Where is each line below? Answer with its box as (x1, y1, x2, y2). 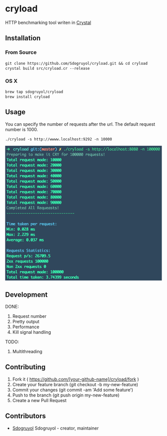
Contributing (5, 363, 46, 372)
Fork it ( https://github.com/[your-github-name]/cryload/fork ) (12, 376, 139, 382)
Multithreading (12, 348, 43, 354)
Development (5, 290, 48, 299)
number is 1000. (5, 126, 38, 132)
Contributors (5, 412, 46, 421)
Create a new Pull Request (12, 397, 67, 403)
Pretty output (12, 318, 40, 324)
